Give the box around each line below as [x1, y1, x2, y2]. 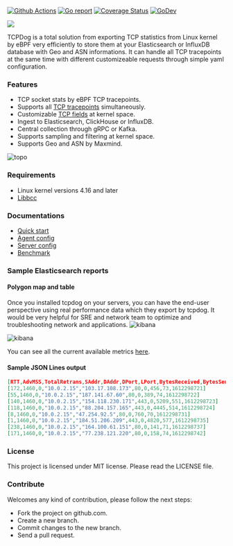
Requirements [7, 170, 56, 180]
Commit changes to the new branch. [17, 523, 121, 531]
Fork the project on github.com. [17, 509, 108, 517]
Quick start [17, 226, 49, 235]
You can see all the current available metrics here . [7, 347, 150, 356]
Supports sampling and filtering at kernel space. [17, 132, 155, 141]
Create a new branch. [17, 516, 80, 525]
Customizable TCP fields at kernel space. [17, 110, 135, 118]
